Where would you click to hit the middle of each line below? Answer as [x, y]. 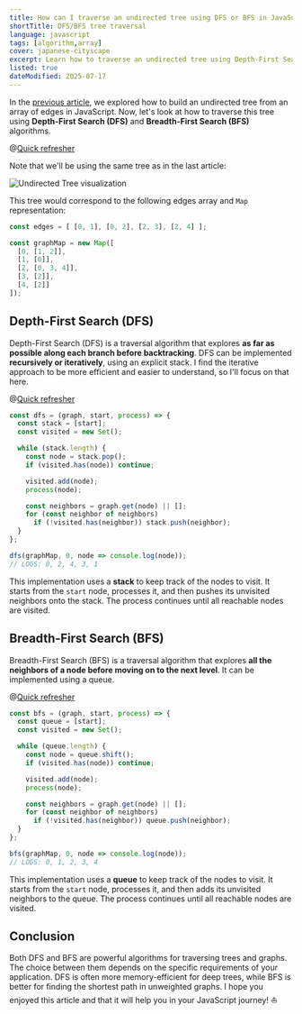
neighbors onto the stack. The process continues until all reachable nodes [147, 600]
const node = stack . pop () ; [76, 457]
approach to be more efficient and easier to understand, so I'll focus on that [149, 371]
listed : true [34, 69]
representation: [37, 210]
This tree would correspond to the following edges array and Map [129, 200]
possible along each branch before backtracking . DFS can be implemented [151, 352]
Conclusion [42, 937]
